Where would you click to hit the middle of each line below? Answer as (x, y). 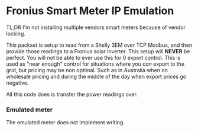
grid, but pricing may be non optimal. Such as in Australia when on (87, 70)
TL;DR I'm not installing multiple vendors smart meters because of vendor (96, 27)
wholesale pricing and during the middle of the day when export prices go (96, 76)
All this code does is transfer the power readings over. (72, 94)
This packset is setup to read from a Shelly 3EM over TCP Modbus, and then (99, 45)
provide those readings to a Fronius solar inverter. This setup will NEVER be (98, 51)
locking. (16, 33)
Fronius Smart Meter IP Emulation (90, 11)
